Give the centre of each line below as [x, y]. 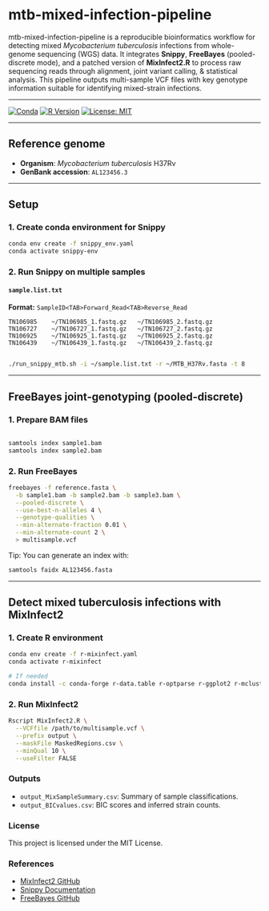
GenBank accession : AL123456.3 [74, 172]
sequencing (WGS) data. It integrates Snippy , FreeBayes [131, 54]
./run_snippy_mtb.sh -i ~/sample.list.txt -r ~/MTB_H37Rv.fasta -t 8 [127, 364]
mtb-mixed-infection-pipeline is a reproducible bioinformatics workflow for [132, 37]
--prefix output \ [46, 736]
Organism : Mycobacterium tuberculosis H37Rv [98, 163]
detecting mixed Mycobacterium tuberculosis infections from [109, 45]
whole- [223, 45]
